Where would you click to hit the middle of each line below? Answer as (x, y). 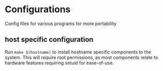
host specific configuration (49, 40)
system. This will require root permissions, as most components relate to (81, 57)
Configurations (38, 9)
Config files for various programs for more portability (61, 23)
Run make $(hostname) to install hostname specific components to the (78, 52)
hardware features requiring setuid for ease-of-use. (59, 63)
